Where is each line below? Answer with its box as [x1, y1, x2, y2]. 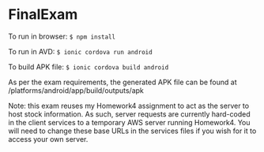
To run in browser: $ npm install [8, 32, 116, 41]
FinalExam [8, 6, 78, 24]
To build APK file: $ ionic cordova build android [8, 61, 169, 72]
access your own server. [8, 134, 89, 143]
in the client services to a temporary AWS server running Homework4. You [8, 117, 251, 127]
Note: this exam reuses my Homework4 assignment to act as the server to [8, 101, 250, 110]
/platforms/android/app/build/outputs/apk [8, 85, 145, 95]
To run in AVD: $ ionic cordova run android [8, 46, 153, 56]
